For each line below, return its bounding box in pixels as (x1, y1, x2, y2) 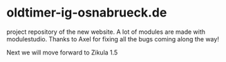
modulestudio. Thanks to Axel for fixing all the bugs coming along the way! (6, 34, 219, 43)
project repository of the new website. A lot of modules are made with (6, 28, 205, 36)
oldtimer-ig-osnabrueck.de (6, 5, 167, 21)
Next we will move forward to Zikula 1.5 (6, 48, 118, 56)
